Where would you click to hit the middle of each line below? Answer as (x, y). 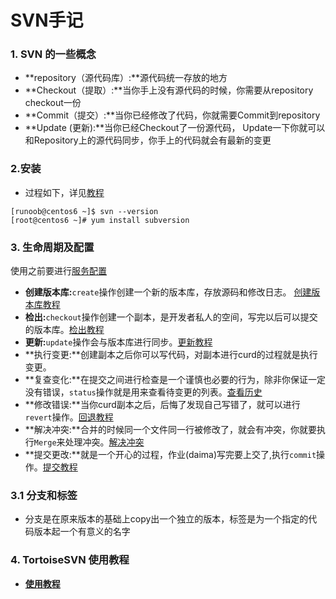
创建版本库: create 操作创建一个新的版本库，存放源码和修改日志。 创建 (168, 292)
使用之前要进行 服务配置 (58, 271)
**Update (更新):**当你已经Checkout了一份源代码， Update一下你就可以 (175, 128)
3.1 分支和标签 (44, 495)
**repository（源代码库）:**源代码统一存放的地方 (126, 78)
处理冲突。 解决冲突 (104, 442)
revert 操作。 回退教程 (69, 417)
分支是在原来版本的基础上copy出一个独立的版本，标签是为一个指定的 (166, 519)
